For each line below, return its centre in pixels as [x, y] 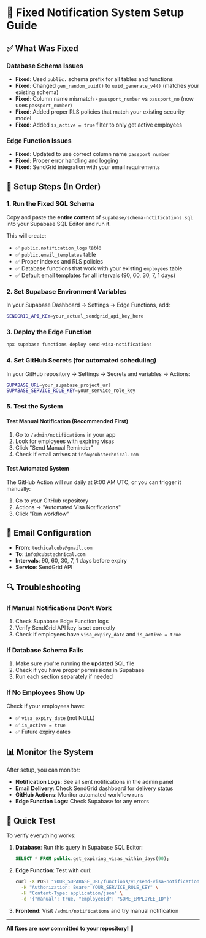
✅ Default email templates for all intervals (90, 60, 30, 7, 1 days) [95, 275]
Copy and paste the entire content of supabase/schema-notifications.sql [100, 217]
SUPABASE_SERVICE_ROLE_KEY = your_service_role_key [71, 391]
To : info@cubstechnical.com [50, 554]
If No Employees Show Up [45, 692]
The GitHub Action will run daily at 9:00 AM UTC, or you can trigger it [94, 482]
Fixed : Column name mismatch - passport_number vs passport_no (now [105, 98]
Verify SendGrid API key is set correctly [65, 628]
